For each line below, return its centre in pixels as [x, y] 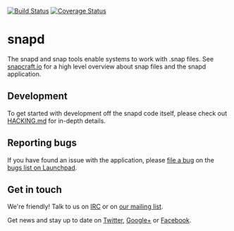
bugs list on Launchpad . [42, 167]
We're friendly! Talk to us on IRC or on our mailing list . [85, 207]
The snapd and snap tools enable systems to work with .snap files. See [110, 59]
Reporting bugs [42, 143]
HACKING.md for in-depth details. [56, 121]
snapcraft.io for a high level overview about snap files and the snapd [107, 66]
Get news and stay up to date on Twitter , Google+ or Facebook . [99, 220]
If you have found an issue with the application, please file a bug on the [111, 160]
